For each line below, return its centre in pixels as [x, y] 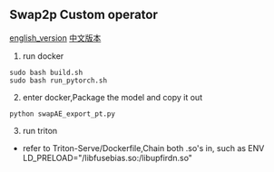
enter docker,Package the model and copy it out [112, 97]
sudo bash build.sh [46, 72]
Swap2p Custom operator [84, 15]
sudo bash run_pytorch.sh [58, 81]
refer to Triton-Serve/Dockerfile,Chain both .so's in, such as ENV [143, 148]
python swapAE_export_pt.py [63, 114]
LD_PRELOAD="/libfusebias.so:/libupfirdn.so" [108, 158]
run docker [43, 56]
